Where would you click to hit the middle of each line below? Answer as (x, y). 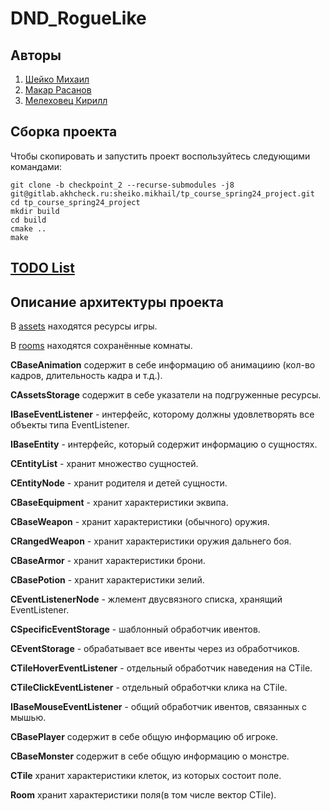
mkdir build (35, 211)
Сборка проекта (64, 132)
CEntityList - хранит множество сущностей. (104, 464)
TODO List (42, 268)
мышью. (28, 718)
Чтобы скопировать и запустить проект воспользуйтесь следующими (160, 156)
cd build (28, 220)
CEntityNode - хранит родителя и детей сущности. (119, 483)
